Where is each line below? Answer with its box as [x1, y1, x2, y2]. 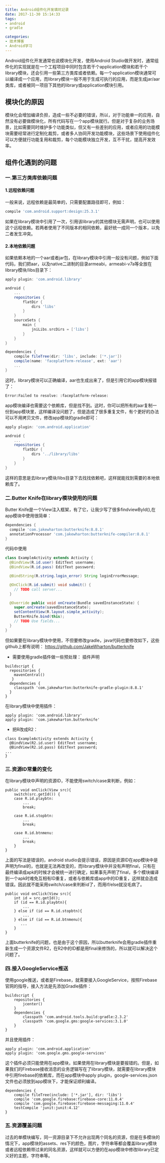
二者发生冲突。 [5, 230, 35, 236]
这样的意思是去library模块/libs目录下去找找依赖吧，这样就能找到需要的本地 [5, 475, 156, 481]
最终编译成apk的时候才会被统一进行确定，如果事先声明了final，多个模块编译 [5, 869, 159, 875]
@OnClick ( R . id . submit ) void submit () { [9, 582, 91, 587]
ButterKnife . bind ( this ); [14, 614, 65, 619]
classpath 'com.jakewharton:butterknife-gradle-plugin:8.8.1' [14, 685, 144, 690]
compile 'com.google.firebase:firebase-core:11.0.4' [14, 1097, 124, 1102]
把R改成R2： [12, 726, 38, 732]
